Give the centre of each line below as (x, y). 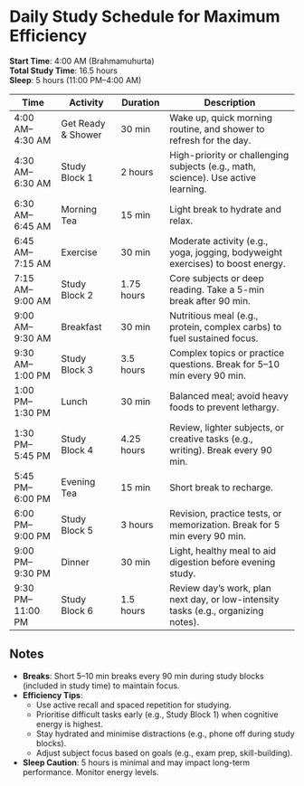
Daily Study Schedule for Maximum (145, 17)
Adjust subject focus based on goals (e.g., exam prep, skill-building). (164, 753)
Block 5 (77, 530)
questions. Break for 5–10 (225, 364)
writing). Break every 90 (221, 450)
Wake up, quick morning (221, 118)
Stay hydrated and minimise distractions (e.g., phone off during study (166, 734)
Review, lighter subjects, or (227, 427)
